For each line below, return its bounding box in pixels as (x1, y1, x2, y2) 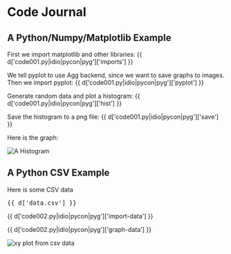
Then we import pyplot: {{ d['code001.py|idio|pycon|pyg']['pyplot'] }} (7, 78, 204, 87)
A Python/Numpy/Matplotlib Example (7, 32, 172, 44)
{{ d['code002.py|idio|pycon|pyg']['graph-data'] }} (7, 225, 152, 233)
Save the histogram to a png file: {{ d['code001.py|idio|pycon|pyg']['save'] (7, 112, 219, 121)
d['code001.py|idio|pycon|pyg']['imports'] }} (7, 58, 133, 66)
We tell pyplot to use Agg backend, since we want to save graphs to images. (7, 71, 225, 79)
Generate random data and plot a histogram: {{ (7, 92, 140, 100)
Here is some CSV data (7, 185, 74, 194)
